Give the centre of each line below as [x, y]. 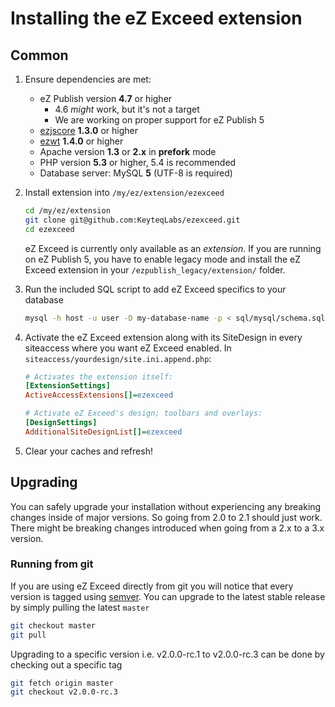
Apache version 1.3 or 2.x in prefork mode [128, 151]
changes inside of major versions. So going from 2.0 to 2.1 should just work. [166, 517]
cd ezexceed [49, 229]
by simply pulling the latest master [80, 607]
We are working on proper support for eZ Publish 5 [159, 120]
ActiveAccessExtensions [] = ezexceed [99, 395]
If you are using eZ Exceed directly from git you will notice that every [152, 586]
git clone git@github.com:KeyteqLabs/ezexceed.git [132, 220]
